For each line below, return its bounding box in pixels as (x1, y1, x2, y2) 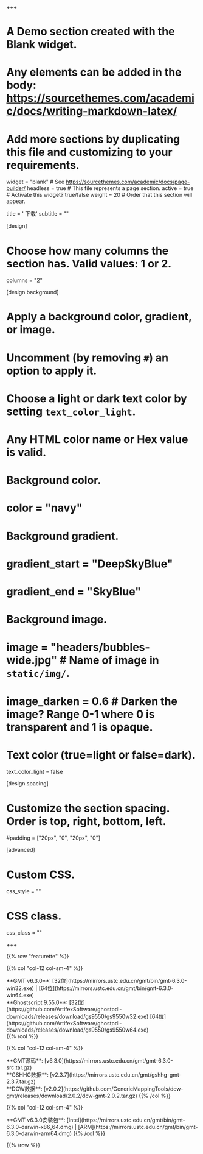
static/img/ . (6, 667, 70, 680)
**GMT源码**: (6, 1057, 44, 1064)
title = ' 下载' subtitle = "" (6, 210, 69, 218)
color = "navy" (6, 501, 83, 515)
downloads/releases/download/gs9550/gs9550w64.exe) (6, 1026, 149, 1033)
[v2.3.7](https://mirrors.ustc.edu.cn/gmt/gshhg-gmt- (49, 1071, 182, 1078)
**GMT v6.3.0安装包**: (6, 1116, 66, 1124)
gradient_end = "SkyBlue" (6, 584, 142, 598)
